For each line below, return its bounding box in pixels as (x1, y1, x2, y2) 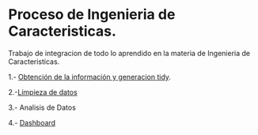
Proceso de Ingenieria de (8, 6, 176, 24)
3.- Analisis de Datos (8, 103, 77, 112)
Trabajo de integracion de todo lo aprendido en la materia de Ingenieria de (8, 48, 251, 58)
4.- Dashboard (8, 118, 56, 127)
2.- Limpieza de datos (8, 87, 78, 96)
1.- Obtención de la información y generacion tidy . (8, 72, 172, 81)
